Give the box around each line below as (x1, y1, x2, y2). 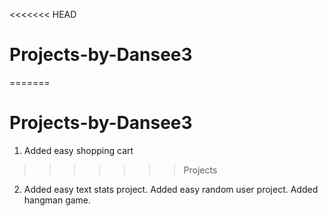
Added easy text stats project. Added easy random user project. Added (23, 183, 319, 195)
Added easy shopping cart (23, 144, 134, 156)
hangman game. (23, 194, 92, 206)
